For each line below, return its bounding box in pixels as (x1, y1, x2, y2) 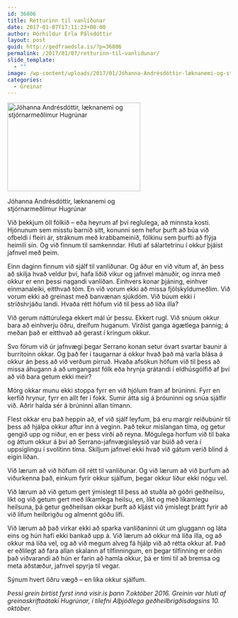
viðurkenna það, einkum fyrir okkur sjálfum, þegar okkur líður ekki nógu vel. (7, 474, 228, 483)
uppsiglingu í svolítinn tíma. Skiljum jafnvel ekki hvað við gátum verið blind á (7, 445, 228, 454)
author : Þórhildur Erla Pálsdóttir (7, 30, 113, 38)
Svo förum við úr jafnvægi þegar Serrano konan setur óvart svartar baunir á (7, 342, 227, 351)
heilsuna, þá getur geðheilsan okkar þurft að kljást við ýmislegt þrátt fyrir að (7, 502, 228, 511)
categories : (7, 76, 42, 84)
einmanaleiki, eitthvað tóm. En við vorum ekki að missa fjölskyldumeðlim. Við (7, 285, 230, 293)
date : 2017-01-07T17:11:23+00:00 (7, 23, 106, 30)
